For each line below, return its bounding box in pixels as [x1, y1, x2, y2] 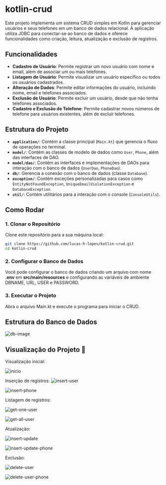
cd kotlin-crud [5, 246, 37, 251]
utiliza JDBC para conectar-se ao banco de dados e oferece [5, 30, 128, 36]
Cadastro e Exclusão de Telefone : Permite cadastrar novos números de [12, 105, 160, 111]
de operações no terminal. [12, 144, 66, 150]
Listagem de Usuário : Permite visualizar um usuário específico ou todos [12, 74, 161, 80]
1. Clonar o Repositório [5, 220, 60, 227]
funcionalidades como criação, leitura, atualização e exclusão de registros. [5, 36, 158, 42]
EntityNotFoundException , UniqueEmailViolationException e [12, 180, 135, 187]
